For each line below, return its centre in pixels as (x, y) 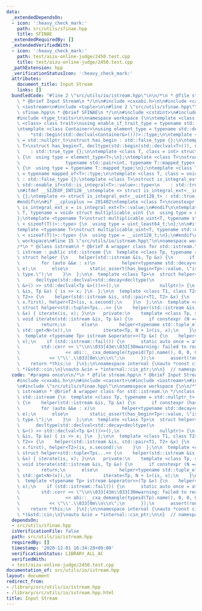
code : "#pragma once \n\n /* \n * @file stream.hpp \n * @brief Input (96, 375)
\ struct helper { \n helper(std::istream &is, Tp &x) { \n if (106, 258)
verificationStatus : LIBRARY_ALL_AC (57, 553)
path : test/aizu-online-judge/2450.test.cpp (74, 56)
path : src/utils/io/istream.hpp (52, 537)
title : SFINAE (35, 34)
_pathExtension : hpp (37, 68)
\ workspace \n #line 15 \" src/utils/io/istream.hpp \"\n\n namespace (102, 241)
